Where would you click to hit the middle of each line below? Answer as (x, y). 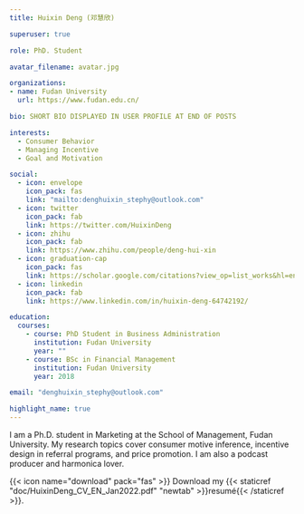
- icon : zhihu (44, 233)
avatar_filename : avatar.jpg (64, 67)
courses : (34, 326)
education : (30, 317)
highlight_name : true (50, 409)
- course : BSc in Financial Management (101, 359)
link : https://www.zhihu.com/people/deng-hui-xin (121, 250)
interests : (30, 132)
